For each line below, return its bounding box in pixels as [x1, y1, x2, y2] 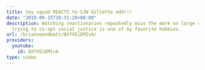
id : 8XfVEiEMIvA [17, 49, 59, 55]
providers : [6, 37, 34, 43]
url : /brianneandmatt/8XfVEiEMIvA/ [6, 32, 97, 38]
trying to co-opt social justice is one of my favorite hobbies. [12, 26, 182, 32]
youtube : [12, 43, 34, 49]
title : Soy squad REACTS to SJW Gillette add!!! [6, 9, 132, 15]
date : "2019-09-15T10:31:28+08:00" [6, 15, 97, 21]
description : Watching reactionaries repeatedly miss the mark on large [6, 20, 195, 26]
